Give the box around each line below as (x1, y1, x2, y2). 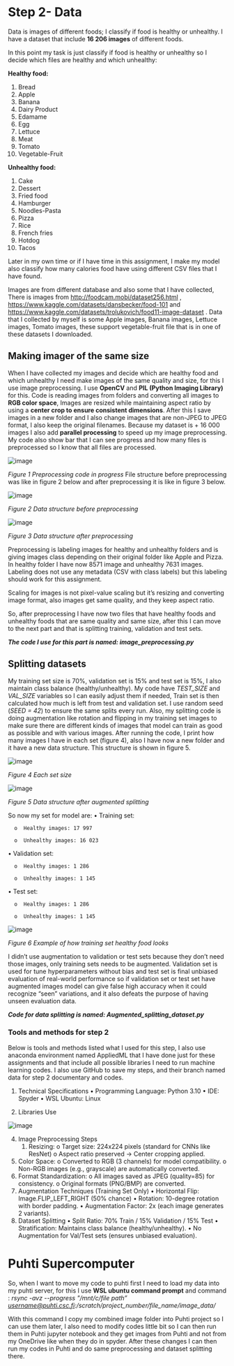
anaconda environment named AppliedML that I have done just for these (8, 1051, 215, 1059)
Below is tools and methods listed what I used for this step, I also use (8, 1043, 206, 1052)
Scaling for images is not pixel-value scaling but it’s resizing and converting (8, 588, 225, 597)
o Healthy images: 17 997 (14, 824, 93, 831)
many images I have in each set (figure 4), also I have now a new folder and (8, 736, 225, 744)
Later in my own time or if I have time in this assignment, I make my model (8, 256, 220, 266)
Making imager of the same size (8, 350, 149, 362)
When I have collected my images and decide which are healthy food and (8, 368, 219, 377)
